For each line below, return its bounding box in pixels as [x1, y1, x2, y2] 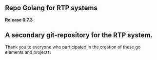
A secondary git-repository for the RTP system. [5, 31, 153, 40]
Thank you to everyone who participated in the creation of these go [5, 44, 141, 50]
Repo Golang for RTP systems [5, 4, 98, 12]
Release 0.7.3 [5, 17, 33, 22]
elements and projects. [5, 49, 51, 55]
